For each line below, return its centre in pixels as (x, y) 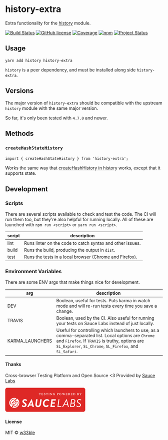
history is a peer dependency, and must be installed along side (70, 70)
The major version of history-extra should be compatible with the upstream (84, 103)
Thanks (13, 364)
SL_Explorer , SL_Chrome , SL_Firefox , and (97, 346)
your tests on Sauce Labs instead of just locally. (105, 323)
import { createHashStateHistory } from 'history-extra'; (67, 159)
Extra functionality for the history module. (48, 23)
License (14, 422)
